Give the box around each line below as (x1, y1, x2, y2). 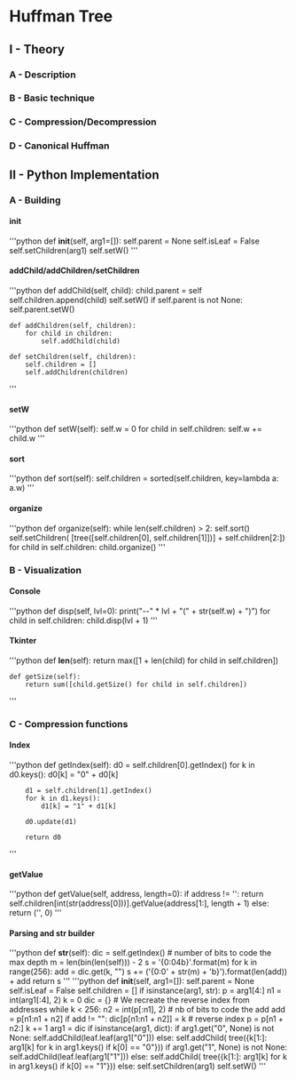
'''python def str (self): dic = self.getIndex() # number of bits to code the (9, 948, 272, 958)
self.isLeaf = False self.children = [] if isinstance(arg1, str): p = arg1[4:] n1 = (9, 985, 282, 996)
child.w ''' (9, 433, 45, 444)
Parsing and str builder (9, 927, 96, 939)
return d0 (25, 833, 62, 842)
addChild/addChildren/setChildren (9, 265, 140, 276)
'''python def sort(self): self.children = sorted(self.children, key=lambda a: (9, 473, 279, 484)
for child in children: (25, 329, 113, 338)
